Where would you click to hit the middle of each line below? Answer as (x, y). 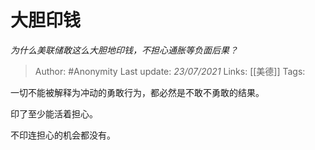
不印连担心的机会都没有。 (63, 135)
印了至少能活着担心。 (54, 113)
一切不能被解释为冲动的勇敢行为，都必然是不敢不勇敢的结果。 (137, 92)
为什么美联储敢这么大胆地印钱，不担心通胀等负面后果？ (124, 50)
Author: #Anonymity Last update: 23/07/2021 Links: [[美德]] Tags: (170, 71)
